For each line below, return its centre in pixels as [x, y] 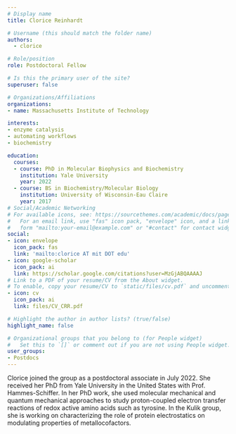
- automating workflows [42, 137]
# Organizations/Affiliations [52, 97]
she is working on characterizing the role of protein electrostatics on [106, 415]
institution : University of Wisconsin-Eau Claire [94, 195]
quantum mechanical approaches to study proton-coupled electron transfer [117, 400]
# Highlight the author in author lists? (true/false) [89, 319]
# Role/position [31, 59]
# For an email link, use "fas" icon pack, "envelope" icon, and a [111, 221]
